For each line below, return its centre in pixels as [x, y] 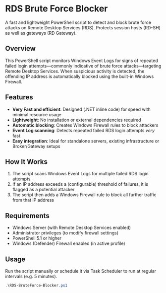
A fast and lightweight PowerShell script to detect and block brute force [78, 22]
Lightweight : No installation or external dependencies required [77, 120]
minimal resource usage [37, 114]
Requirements [27, 216]
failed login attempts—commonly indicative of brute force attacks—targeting [83, 66]
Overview [21, 48]
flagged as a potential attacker [43, 190]
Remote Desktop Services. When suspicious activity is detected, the [75, 71]
